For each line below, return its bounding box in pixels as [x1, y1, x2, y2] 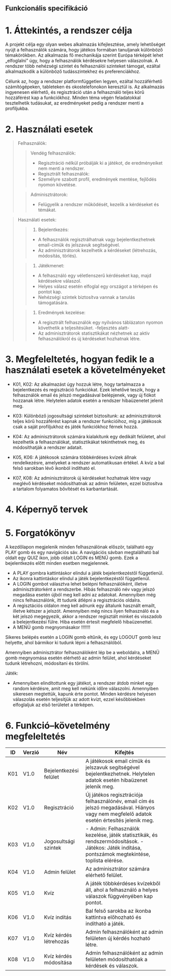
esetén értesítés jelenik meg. [85, 817, 154, 824]
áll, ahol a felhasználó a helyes [85, 886, 159, 893]
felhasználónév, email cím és [85, 798, 155, 805]
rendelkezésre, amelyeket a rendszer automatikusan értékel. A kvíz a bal [12, 460, 165, 466]
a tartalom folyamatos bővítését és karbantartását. [12, 486, 119, 492]
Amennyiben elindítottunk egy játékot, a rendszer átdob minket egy [12, 680, 154, 686]
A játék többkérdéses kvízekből [85, 880, 160, 887]
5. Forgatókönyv [5, 527, 75, 539]
